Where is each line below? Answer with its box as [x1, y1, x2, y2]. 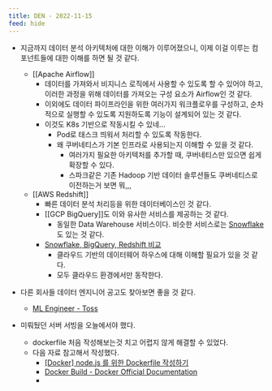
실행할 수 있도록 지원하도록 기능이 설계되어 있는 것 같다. [66, 109, 242, 118]
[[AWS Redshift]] [32, 189, 89, 199]
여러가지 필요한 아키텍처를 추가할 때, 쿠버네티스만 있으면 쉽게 [68, 149, 262, 159]
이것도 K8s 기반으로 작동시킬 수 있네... [44, 119, 166, 129]
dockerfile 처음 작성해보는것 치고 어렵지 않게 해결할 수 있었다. [32, 337, 229, 347]
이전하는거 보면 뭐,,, [68, 180, 132, 190]
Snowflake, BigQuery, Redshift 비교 [44, 239, 162, 249]
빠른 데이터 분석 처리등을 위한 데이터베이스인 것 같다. [44, 199, 212, 208]
